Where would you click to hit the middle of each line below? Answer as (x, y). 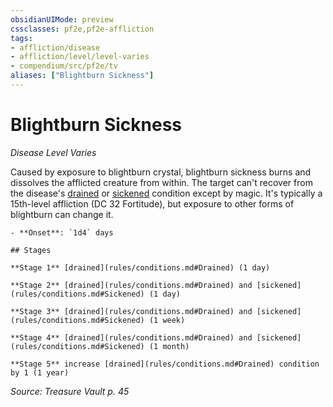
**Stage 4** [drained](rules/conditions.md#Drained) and (131, 337)
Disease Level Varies (53, 152)
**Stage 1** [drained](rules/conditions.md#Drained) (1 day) (140, 267)
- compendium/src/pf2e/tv (64, 66)
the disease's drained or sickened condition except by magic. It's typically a (166, 193)
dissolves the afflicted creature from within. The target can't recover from (161, 182)
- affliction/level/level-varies (80, 57)
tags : (21, 38)
